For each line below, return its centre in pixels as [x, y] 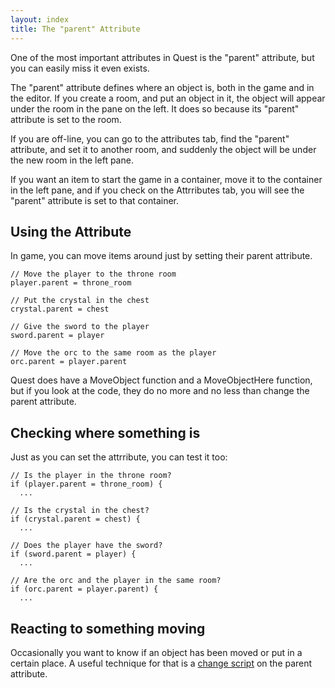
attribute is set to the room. [66, 119]
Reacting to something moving [108, 628]
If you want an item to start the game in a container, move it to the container [166, 179]
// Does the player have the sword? [86, 546]
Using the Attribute [71, 231]
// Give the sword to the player [80, 327]
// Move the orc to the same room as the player [113, 353]
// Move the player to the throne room [93, 274]
